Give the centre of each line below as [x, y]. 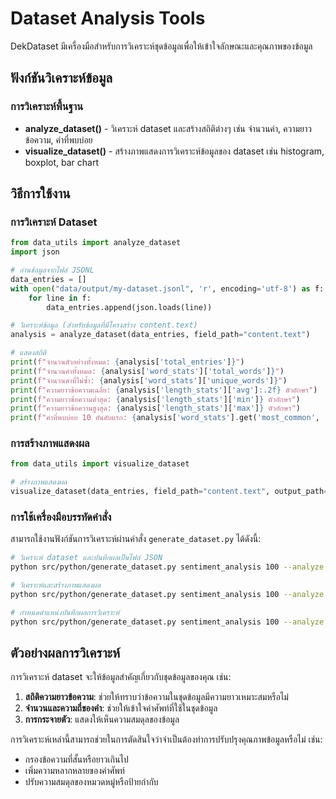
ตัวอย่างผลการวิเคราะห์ [65, 653]
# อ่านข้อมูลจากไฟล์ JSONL [52, 270]
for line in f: [60, 298]
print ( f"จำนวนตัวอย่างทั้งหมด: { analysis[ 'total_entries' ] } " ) [127, 362]
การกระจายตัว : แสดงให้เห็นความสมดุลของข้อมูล [102, 719]
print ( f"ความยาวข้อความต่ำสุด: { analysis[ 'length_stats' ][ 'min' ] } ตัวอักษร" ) [155, 399]
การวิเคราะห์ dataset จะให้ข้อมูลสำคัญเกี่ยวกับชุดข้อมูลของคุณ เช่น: [121, 677]
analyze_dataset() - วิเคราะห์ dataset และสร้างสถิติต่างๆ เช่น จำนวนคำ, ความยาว [168, 128]
